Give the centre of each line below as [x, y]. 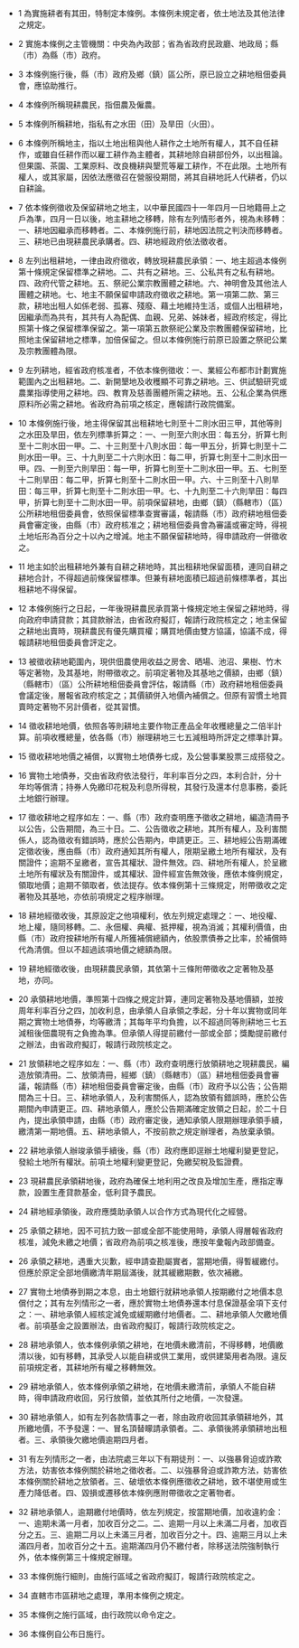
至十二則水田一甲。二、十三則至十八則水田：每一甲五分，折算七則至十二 [152, 446]
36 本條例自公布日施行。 [64, 1634]
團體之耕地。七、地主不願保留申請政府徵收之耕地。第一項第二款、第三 [149, 295]
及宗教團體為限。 [50, 351]
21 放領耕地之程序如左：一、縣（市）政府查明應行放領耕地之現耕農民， [149, 1063]
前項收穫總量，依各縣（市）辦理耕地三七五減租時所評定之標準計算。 [160, 737]
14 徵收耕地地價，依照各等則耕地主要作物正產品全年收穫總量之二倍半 [146, 726]
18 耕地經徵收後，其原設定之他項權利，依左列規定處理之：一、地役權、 [150, 916]
